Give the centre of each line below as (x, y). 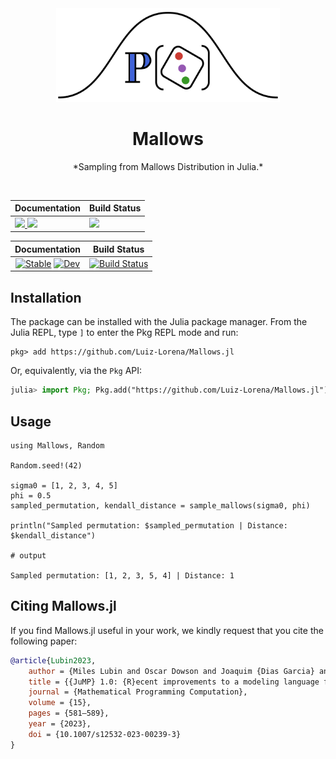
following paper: (44, 641)
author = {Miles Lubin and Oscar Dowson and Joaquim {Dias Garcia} (171, 671)
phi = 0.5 (31, 495)
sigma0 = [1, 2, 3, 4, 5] (64, 485)
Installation (46, 297)
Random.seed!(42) (46, 465)
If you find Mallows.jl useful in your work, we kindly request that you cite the (167, 630)
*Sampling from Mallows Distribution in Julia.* (168, 166)
